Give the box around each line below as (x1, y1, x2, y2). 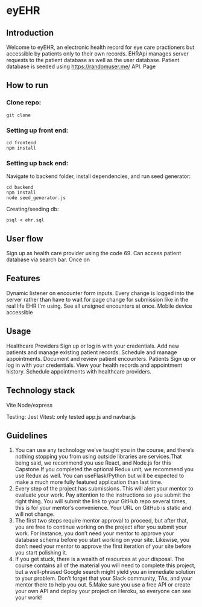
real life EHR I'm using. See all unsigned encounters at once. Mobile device (6, 302, 192, 310)
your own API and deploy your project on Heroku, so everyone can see (14, 588, 191, 595)
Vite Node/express (6, 401, 53, 408)
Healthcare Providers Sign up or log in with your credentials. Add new (6, 342, 180, 349)
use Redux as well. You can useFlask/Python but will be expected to (14, 472, 185, 480)
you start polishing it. (14, 549, 68, 556)
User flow (6, 234, 43, 244)
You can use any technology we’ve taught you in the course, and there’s (14, 447, 194, 454)
